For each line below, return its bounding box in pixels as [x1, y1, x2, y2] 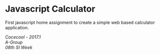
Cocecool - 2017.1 [5, 34, 41, 40]
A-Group [5, 39, 23, 45]
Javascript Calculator [5, 3, 95, 15]
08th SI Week [5, 44, 33, 50]
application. [5, 24, 29, 30]
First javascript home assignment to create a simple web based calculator [5, 19, 155, 25]
